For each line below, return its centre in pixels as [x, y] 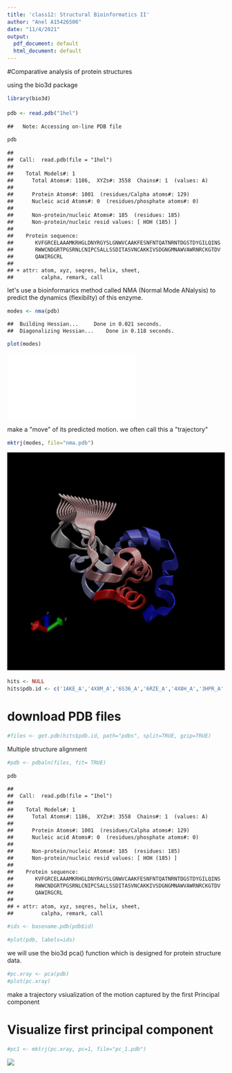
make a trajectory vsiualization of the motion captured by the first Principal [113, 994]
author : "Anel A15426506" [44, 22]
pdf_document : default [46, 44]
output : [18, 37]
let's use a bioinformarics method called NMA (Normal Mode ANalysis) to [112, 290]
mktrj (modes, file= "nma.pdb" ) [51, 443]
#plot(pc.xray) [29, 982]
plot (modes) [24, 344]
